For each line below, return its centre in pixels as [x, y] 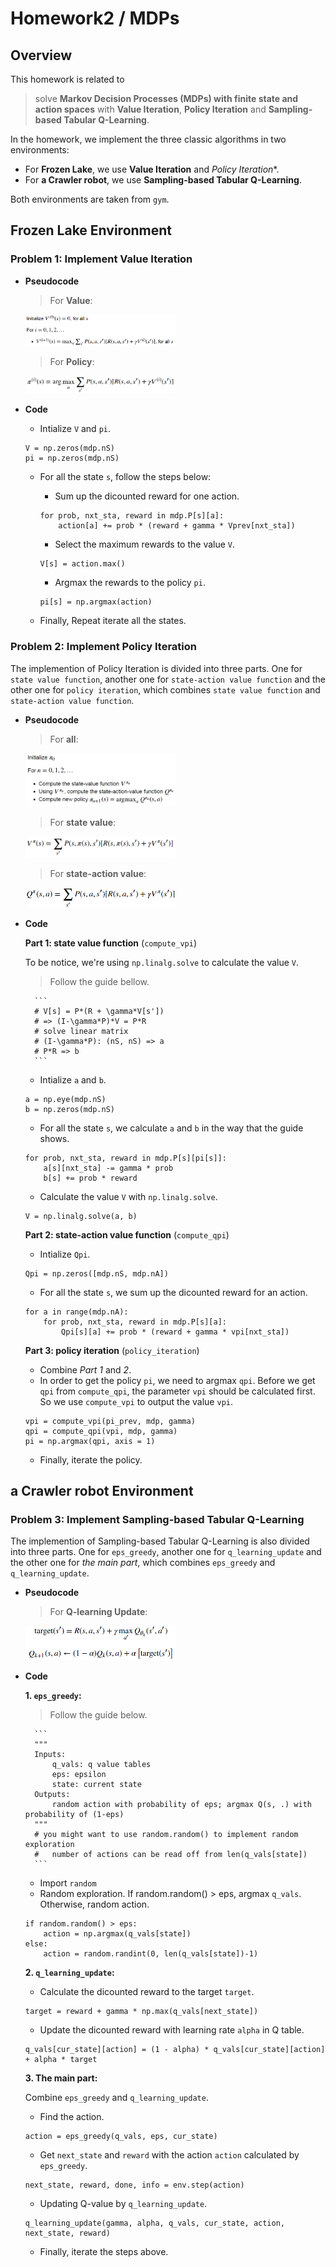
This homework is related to [67, 79]
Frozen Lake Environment [91, 230]
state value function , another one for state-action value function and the [168, 679]
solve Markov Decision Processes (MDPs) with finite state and [166, 98]
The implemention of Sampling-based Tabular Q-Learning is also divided [160, 1541]
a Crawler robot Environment [102, 1490]
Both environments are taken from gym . [90, 199]
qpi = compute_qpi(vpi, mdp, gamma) [101, 1431]
